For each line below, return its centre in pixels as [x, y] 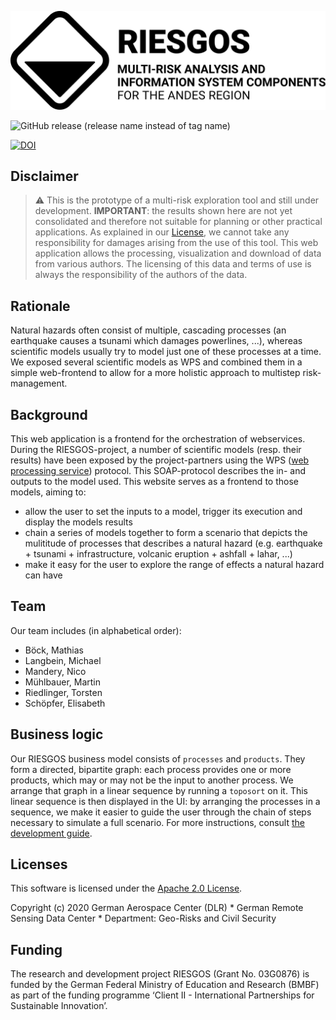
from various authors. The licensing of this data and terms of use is [173, 264]
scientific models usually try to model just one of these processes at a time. [166, 352]
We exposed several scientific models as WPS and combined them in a [156, 362]
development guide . [51, 833]
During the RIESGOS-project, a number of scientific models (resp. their [156, 449]
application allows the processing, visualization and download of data [178, 253]
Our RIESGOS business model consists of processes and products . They [158, 758]
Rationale [40, 306]
